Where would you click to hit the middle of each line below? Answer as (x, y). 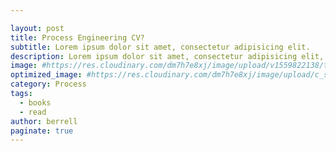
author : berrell (44, 121)
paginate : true (42, 131)
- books (35, 102)
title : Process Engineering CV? (77, 37)
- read (33, 112)
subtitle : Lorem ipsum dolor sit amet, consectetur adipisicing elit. (160, 47)
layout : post (37, 28)
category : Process (48, 84)
